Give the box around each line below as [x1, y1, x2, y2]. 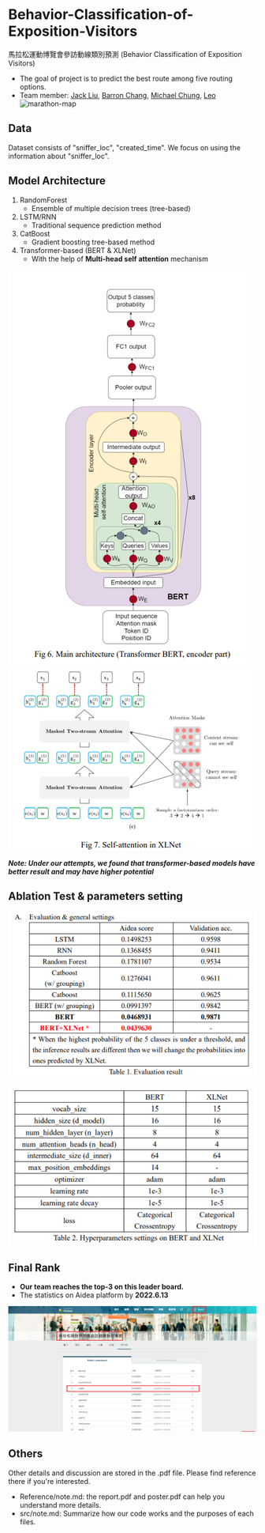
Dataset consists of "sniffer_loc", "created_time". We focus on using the [8, 142, 241, 152]
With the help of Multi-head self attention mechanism [31, 254, 209, 263]
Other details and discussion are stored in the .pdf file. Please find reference [8, 1468, 256, 1478]
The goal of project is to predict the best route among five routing [19, 74, 233, 83]
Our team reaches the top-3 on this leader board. [19, 1282, 184, 1292]
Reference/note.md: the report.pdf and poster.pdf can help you [19, 1492, 226, 1501]
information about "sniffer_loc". [8, 151, 110, 160]
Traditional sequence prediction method [31, 220, 162, 230]
